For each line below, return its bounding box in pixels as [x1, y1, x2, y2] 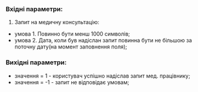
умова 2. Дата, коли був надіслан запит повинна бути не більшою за [14, 37, 193, 44]
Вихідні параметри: [5, 58, 67, 67]
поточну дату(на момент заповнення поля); [14, 43, 127, 50]
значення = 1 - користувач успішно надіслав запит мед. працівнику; [14, 72, 191, 79]
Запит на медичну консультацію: [14, 19, 100, 26]
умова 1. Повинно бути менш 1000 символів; [14, 30, 130, 38]
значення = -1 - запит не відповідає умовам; [14, 78, 129, 86]
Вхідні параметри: [5, 5, 63, 13]
